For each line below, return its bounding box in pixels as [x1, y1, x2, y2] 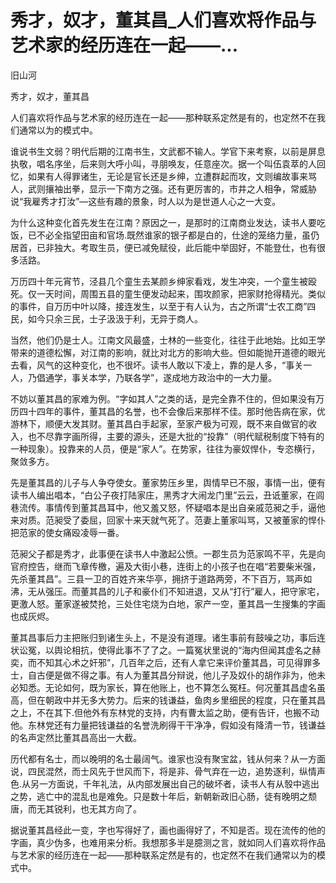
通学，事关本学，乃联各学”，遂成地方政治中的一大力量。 [44, 371, 278, 383]
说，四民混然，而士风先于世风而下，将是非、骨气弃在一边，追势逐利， [10, 765, 300, 777]
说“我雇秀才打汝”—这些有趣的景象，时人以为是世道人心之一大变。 [10, 195, 282, 207]
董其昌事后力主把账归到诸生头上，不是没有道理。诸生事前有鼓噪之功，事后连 [10, 631, 326, 643]
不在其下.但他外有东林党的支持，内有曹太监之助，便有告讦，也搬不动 [36, 706, 320, 718]
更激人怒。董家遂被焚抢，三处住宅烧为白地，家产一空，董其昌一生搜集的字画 [10, 597, 326, 610]
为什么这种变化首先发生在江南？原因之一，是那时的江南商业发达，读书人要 [10, 216, 317, 228]
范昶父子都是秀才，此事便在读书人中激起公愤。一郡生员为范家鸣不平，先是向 [10, 547, 326, 560]
